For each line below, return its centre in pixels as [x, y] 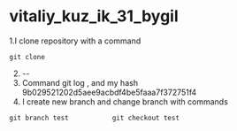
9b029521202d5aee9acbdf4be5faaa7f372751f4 [109, 92]
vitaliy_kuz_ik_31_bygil [94, 16]
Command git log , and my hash [80, 82]
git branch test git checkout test [94, 118]
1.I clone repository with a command [75, 41]
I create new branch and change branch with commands [125, 101]
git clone [27, 57]
